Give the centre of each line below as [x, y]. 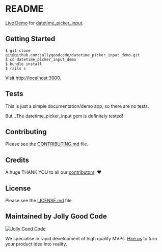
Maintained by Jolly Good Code [56, 216]
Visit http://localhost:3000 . [33, 78]
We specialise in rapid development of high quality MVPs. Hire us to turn [81, 238]
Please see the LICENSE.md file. [39, 200]
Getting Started [30, 39]
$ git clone [18, 51]
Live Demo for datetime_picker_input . [45, 23]
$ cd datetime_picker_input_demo [41, 59]
